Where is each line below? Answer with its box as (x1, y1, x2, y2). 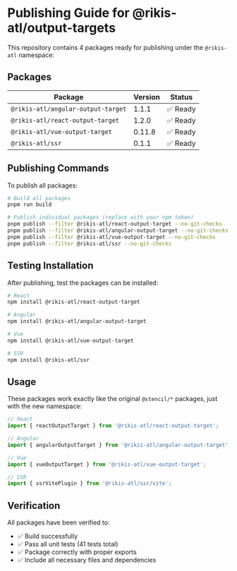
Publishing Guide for (7, 5, 130, 21)
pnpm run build (7, 201, 52, 209)
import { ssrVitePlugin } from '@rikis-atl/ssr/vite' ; (7, 480, 172, 487)
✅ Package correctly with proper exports (17, 548, 137, 556)
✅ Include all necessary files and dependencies (17, 555, 157, 565)
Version (133, 92, 160, 102)
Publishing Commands (7, 162, 109, 174)
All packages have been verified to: (7, 518, 110, 527)
